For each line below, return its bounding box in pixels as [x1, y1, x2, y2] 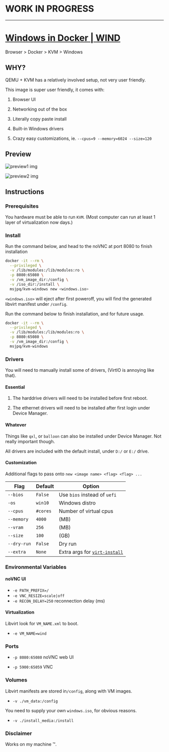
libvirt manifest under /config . [5, 301, 68, 307]
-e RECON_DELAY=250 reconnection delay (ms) [12, 598, 105, 604]
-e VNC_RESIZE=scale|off [12, 593, 65, 599]
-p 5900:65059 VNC [12, 664, 53, 670]
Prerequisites [5, 202, 39, 209]
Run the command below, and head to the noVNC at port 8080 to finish [5, 243, 152, 249]
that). [5, 373, 17, 379]
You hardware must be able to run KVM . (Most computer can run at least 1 [5, 214, 156, 220]
